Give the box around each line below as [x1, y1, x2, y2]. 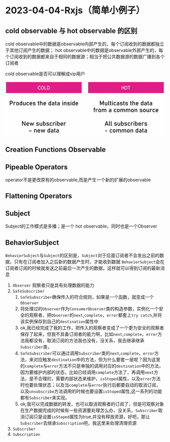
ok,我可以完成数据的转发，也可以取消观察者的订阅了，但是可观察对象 [20, 401, 164, 407]
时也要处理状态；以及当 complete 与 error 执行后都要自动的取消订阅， [20, 382, 161, 388]
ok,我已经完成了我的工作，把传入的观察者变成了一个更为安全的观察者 [20, 325, 164, 331]
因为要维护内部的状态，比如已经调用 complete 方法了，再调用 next [20, 369, 154, 375]
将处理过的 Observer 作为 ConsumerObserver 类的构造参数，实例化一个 [20, 306, 159, 311]
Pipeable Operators [5, 163, 68, 171]
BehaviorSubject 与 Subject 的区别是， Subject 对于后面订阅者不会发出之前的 [5, 252, 160, 258]
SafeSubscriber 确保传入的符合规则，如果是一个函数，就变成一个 [20, 294, 154, 300]
